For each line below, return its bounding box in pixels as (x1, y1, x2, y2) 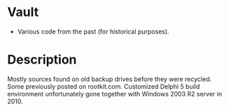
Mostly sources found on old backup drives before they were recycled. (7, 75, 212, 83)
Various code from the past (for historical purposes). (17, 27, 169, 36)
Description (7, 52, 77, 68)
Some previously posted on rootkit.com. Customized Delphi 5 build (7, 82, 200, 91)
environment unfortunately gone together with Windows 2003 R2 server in (7, 89, 223, 98)
